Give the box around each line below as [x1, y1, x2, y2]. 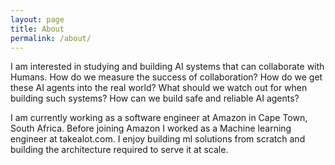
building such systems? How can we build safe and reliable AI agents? [10, 92, 300, 105]
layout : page [10, 14, 65, 25]
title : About [10, 24, 65, 34]
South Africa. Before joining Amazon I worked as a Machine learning [10, 122, 292, 135]
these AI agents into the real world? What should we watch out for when [10, 82, 308, 94]
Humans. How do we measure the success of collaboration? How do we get [10, 71, 323, 83]
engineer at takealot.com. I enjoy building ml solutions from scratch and [10, 133, 306, 145]
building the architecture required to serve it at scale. [10, 144, 229, 156]
